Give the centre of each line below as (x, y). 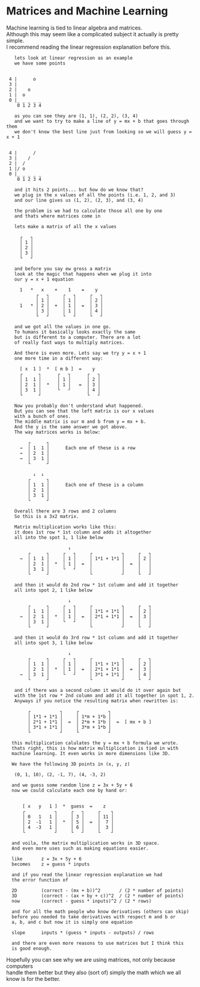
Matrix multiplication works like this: (65, 527)
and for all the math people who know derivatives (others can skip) (100, 911)
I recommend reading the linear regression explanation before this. (89, 47)
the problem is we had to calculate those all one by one (88, 211)
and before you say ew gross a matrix (63, 269)
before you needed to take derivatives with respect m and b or (94, 917)
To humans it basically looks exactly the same (75, 332)
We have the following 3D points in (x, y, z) (71, 764)
